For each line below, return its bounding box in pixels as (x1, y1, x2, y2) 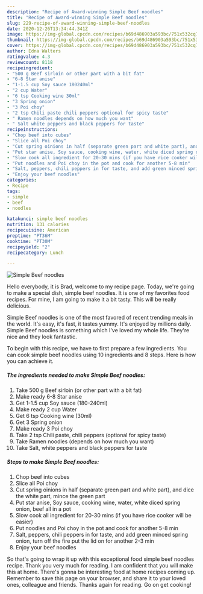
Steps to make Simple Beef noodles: (7, 458, 99, 465)
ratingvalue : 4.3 (7, 54, 51, 60)
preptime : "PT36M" (7, 233, 53, 239)
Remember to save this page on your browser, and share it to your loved (7, 575, 186, 582)
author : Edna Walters (7, 48, 61, 54)
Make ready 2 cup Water (15, 406, 77, 413)
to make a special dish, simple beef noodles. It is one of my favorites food (7, 289, 190, 297)
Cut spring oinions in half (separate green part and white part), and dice (15, 486, 195, 493)
